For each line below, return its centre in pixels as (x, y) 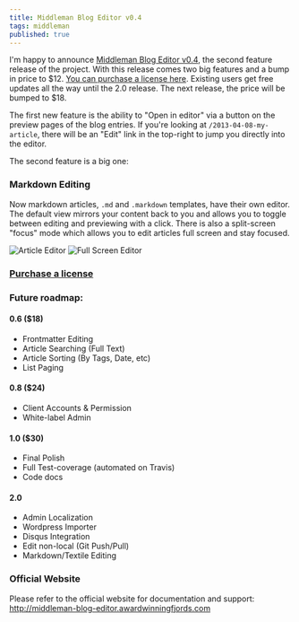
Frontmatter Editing (58, 338)
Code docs (43, 477)
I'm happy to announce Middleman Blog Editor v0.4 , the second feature (141, 60)
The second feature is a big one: (69, 162)
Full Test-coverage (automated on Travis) (98, 468)
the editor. (28, 144)
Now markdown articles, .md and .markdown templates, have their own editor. (150, 204)
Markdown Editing (50, 185)
